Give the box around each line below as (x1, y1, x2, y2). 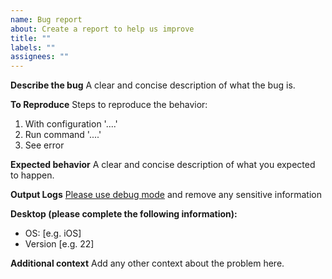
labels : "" (10, 42, 56, 53)
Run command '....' (24, 129, 102, 141)
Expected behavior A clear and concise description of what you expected (10, 159, 316, 171)
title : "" (10, 33, 52, 43)
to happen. (10, 169, 55, 181)
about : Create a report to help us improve (10, 24, 195, 34)
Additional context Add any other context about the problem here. (10, 257, 285, 270)
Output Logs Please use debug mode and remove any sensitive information (10, 189, 322, 201)
